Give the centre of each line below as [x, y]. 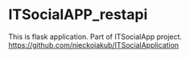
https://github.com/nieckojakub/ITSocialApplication [94, 44]
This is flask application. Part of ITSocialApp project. [95, 37]
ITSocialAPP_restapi [78, 15]
